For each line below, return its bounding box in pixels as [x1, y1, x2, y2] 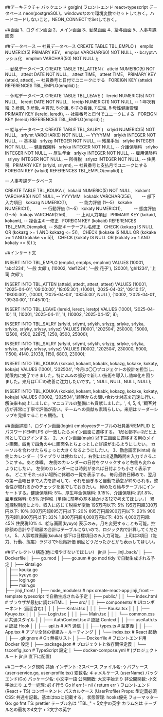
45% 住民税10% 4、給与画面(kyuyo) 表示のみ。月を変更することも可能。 [5, 520, 152, 526]
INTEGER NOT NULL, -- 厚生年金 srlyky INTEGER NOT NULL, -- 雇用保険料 [5, 150, 157, 156]
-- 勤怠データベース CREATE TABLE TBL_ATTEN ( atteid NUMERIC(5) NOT [5, 66, 156, 72]
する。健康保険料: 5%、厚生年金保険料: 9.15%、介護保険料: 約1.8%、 [18, 490, 156, 495]
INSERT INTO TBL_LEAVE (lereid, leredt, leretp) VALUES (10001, [5, 307, 133, 312]
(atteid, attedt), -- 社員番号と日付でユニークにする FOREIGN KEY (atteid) [5, 77, 152, 83]
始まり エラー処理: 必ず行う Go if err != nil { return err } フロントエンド [9, 682, 150, 688]
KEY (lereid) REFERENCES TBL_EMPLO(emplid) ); [5, 117, 104, 122]
